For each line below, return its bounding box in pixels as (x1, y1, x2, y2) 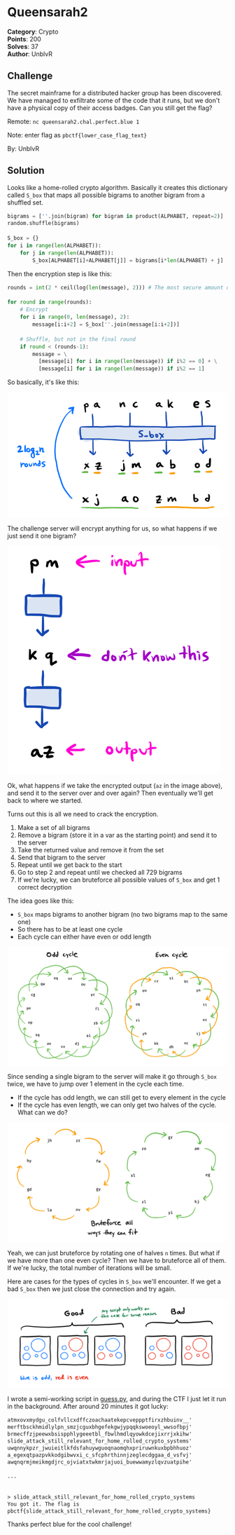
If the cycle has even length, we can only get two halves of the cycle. (17, 1100, 217, 1109)
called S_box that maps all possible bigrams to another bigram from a (7, 191, 205, 199)
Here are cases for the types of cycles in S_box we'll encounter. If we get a (7, 1277, 222, 1286)
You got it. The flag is (7, 1501, 80, 1508)
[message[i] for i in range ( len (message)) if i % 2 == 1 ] (38, 365, 205, 372)
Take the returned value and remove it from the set (17, 845, 164, 854)
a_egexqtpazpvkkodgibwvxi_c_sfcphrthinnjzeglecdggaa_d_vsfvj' (7, 1452, 192, 1459)
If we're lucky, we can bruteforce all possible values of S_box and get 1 (17, 875, 220, 884)
